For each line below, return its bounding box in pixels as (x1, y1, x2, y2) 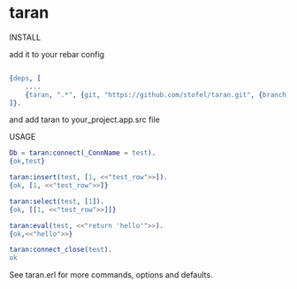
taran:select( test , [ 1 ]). (9, 197, 104, 206)
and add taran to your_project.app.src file (9, 114, 161, 125)
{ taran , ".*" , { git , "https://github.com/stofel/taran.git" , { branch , (25, 90, 291, 99)
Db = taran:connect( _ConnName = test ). (9, 148, 156, 157)
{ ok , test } (9, 157, 46, 166)
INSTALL (9, 32, 42, 42)
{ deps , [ (9, 73, 42, 82)
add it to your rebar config (9, 49, 104, 59)
